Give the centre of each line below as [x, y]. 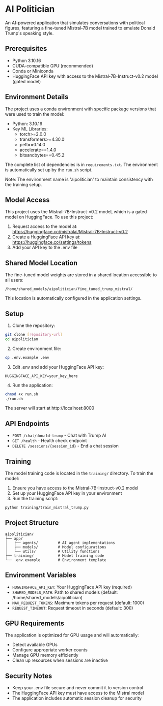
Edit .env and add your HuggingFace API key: [58, 367]
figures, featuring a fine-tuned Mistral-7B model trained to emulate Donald [80, 28]
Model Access [27, 200]
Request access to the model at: [45, 226]
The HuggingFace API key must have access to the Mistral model [78, 693]
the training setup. [24, 184]
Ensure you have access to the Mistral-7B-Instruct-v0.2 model [75, 488]
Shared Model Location [41, 263]
